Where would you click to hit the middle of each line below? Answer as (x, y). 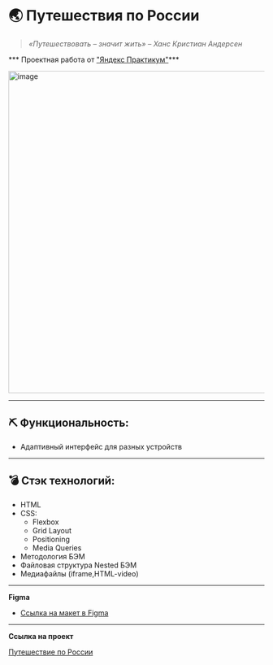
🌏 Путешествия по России (104, 16)
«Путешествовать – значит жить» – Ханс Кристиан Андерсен (135, 43)
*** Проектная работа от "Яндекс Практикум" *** (94, 59)
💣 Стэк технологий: (62, 481)
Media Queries (57, 548)
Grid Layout (52, 530)
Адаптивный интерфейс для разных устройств (101, 446)
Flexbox (45, 522)
